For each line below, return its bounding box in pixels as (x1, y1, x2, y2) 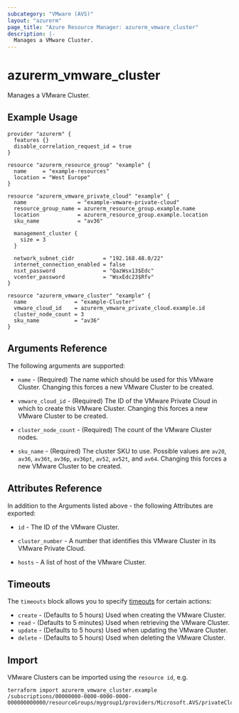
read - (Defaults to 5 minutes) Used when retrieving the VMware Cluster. (17, 618, 230, 627)
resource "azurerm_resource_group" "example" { (7, 161, 152, 168)
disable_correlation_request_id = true (14, 143, 132, 150)
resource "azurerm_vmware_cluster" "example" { (7, 292, 152, 299)
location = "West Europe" (14, 173, 91, 181)
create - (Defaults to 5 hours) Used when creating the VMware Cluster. (17, 611, 226, 619)
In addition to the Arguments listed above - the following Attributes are (7, 501, 213, 510)
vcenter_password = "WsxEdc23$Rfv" (14, 273, 154, 281)
